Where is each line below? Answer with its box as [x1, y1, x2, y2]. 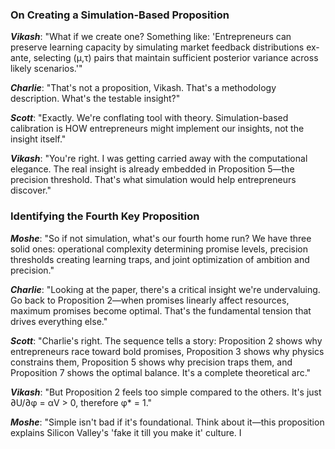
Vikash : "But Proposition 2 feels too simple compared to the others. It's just [10, 386, 322, 398]
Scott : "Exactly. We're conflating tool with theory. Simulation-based [10, 112, 289, 124]
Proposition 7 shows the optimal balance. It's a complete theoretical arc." [10, 366, 312, 378]
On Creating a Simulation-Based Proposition [10, 8, 230, 22]
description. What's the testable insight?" [10, 93, 181, 105]
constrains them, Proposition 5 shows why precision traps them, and [10, 356, 293, 368]
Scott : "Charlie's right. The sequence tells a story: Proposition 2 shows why [10, 334, 323, 347]
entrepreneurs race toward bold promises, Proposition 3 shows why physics [10, 345, 325, 357]
